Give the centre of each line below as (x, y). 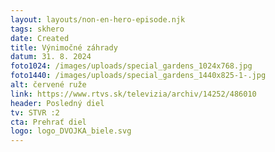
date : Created (40, 38)
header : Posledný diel (57, 103)
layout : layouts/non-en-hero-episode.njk (98, 19)
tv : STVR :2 (35, 112)
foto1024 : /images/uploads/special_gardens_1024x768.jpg (131, 66)
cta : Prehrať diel (48, 122)
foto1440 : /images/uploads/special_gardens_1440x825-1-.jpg (138, 76)
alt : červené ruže (48, 85)
